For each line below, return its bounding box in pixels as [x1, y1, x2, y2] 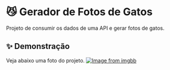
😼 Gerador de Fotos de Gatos [6, 5, 153, 19]
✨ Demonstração [6, 41, 70, 51]
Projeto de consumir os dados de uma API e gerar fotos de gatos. [6, 24, 165, 32]
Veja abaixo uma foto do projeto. [6, 57, 85, 64]
